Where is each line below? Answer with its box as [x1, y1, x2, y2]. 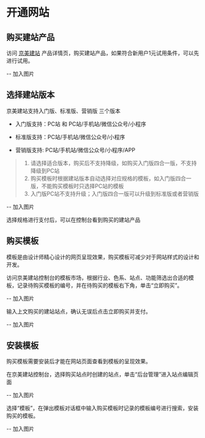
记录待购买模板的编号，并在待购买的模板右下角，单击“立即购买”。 [17, 282, 183, 289]
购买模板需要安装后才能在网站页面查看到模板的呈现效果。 [6, 358, 151, 365]
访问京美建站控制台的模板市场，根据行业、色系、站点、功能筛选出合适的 [6, 274, 188, 281]
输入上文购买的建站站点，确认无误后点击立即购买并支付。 [6, 307, 151, 315]
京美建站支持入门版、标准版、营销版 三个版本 [6, 107, 121, 114]
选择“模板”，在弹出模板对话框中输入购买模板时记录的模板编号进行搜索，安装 [6, 404, 199, 412]
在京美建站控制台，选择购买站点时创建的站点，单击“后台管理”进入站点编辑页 [6, 371, 199, 378]
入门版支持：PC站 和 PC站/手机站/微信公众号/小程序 [15, 120, 147, 128]
